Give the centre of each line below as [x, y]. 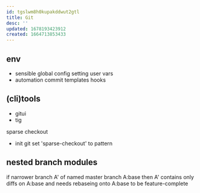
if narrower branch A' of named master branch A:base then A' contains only [100, 177]
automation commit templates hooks [60, 80]
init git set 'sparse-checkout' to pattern [64, 143]
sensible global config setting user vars [64, 73]
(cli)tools [24, 99]
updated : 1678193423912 [36, 29]
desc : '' [17, 23]
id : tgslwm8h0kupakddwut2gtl [43, 12]
